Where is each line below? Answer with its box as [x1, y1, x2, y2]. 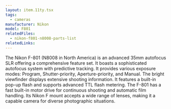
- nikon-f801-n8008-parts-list [10, 36, 77, 41]
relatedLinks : [5, 41, 36, 46]
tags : [5, 12, 17, 17]
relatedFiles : [5, 31, 36, 36]
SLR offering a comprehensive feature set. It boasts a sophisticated [5, 60, 147, 66]
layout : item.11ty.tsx [5, 7, 54, 13]
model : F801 [5, 26, 31, 32]
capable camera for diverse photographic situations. [5, 98, 116, 104]
